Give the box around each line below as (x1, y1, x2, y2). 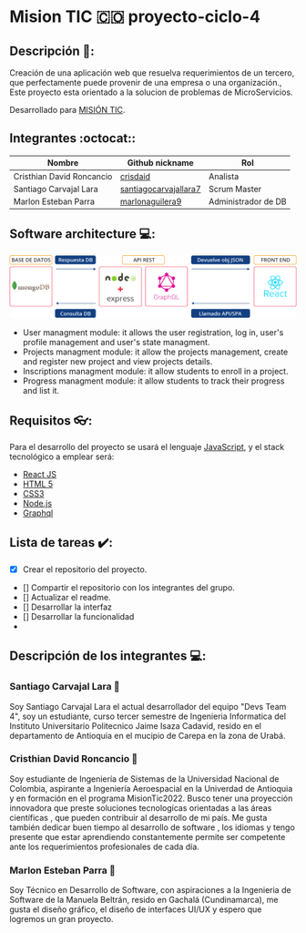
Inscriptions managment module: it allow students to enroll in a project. (22, 366, 289, 377)
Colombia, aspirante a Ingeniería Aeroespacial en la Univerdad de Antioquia (9, 783, 293, 794)
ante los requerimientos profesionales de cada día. (9, 841, 200, 852)
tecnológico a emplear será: (9, 451, 115, 462)
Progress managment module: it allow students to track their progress (22, 375, 285, 386)
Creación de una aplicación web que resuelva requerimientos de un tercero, (9, 67, 295, 78)
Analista (209, 170, 240, 181)
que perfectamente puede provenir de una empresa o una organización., (9, 77, 282, 87)
